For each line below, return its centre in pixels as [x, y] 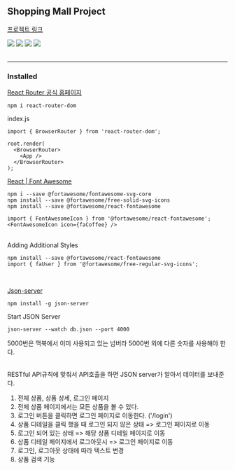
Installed [22, 76]
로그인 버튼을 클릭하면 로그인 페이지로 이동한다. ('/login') [95, 415]
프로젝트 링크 [25, 29]
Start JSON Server [34, 317]
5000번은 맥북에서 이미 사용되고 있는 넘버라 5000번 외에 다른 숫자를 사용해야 [113, 343]
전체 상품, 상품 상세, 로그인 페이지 [63, 398]
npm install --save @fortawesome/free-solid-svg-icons [89, 200]
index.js [19, 119]
